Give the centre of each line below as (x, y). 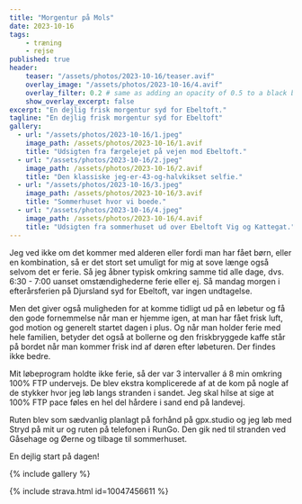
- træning (44, 43)
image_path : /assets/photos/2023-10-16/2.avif (114, 168)
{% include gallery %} (50, 473)
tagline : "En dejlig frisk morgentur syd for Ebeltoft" (116, 118)
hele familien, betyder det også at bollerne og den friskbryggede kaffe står (147, 337)
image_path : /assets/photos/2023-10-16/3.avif (114, 193)
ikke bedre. (30, 355)
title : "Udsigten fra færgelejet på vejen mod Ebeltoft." (136, 151)
